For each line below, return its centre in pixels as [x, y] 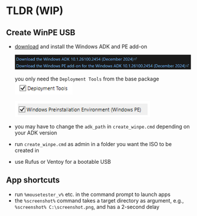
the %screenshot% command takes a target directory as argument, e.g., [99, 200]
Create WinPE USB [41, 33]
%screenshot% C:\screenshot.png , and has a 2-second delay [87, 207]
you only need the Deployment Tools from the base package [87, 79]
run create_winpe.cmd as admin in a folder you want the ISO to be [93, 144]
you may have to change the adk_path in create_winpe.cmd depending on [102, 127]
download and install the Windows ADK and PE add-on [81, 46]
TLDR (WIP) [35, 11]
